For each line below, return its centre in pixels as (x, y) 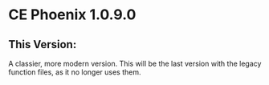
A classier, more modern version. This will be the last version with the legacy (135, 63)
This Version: (43, 45)
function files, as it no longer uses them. (75, 72)
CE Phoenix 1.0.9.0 (72, 15)
